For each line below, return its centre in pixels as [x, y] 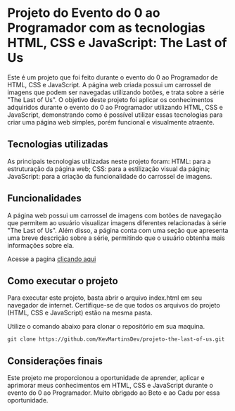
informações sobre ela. [41, 245]
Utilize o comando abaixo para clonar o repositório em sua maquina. [106, 327]
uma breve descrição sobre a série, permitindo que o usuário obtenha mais [116, 238]
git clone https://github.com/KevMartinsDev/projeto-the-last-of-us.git [116, 339]
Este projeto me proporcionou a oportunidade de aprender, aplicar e [106, 378]
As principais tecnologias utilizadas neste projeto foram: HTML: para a [109, 161]
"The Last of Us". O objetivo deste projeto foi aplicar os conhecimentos [110, 99]
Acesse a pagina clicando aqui [52, 259]
